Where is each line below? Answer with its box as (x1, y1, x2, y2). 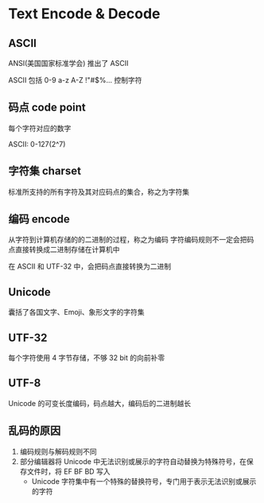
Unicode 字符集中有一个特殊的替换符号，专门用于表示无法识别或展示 (31, 476, 257, 486)
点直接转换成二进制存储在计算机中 (8, 245, 120, 254)
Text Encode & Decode (8, 5, 161, 23)
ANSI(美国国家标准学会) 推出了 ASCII (8, 59, 129, 68)
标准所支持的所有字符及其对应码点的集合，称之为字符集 (8, 187, 189, 196)
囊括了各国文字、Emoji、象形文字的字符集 (8, 308, 145, 317)
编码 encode (8, 212, 70, 226)
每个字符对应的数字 (8, 123, 72, 133)
